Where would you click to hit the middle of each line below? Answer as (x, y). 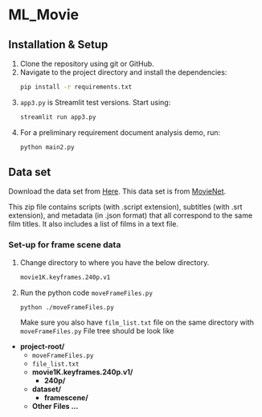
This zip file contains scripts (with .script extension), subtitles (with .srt (125, 207)
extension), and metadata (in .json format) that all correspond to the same (131, 215)
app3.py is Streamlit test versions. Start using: (95, 102)
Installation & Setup (58, 45)
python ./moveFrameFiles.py (67, 307)
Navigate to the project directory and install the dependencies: (123, 72)
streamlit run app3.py (58, 117)
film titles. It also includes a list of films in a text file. (94, 224)
